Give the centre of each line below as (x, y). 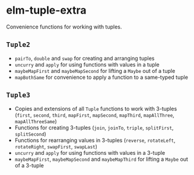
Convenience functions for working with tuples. (64, 27)
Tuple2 (18, 45)
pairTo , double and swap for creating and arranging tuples (85, 58)
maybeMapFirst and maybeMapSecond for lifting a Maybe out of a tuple (95, 71)
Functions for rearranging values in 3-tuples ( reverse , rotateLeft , (95, 140)
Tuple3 (18, 95)
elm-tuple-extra (46, 10)
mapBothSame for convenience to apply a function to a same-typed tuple (101, 77)
